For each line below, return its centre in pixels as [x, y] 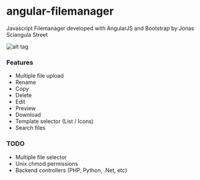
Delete [24, 96]
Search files [30, 128]
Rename [26, 82]
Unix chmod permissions [46, 163]
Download [28, 115]
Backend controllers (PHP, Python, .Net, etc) [71, 170]
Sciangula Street [27, 34]
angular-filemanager [60, 11]
